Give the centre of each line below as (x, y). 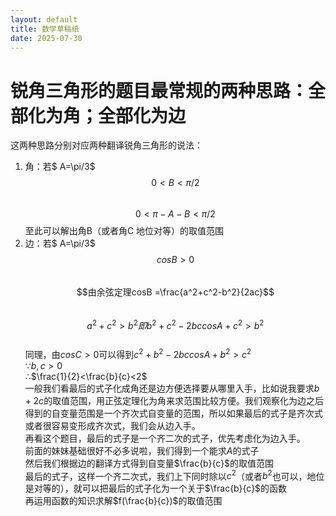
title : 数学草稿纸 (45, 29)
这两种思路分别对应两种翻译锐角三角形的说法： (106, 145)
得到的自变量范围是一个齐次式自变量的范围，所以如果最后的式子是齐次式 (173, 413)
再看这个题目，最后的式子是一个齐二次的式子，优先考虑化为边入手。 (165, 438)
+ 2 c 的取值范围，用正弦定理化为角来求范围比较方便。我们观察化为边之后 (174, 400)
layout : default (44, 19)
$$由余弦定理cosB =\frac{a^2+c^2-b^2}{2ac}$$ (175, 292)
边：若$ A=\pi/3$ (60, 243)
